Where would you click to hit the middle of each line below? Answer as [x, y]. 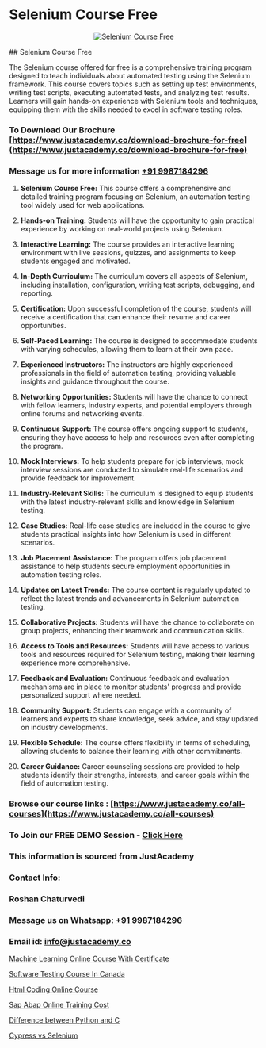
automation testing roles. [61, 575]
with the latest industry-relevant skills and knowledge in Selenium [127, 502]
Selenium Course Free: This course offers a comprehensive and [126, 189]
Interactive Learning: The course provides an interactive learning [127, 244]
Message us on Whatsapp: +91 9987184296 [96, 920]
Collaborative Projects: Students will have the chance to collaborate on [137, 622]
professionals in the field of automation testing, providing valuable [128, 373]
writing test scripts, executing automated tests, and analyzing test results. [129, 92]
